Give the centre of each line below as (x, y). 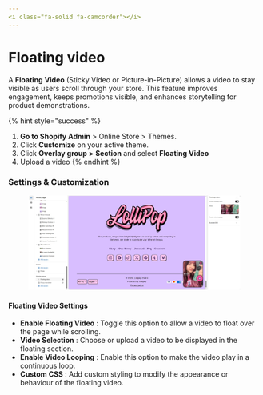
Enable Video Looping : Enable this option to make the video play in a (135, 357)
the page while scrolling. (60, 332)
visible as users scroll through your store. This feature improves (113, 88)
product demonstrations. (49, 105)
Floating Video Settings (48, 305)
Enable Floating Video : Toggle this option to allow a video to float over (137, 323)
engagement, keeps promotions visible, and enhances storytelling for (123, 97)
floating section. (46, 349)
